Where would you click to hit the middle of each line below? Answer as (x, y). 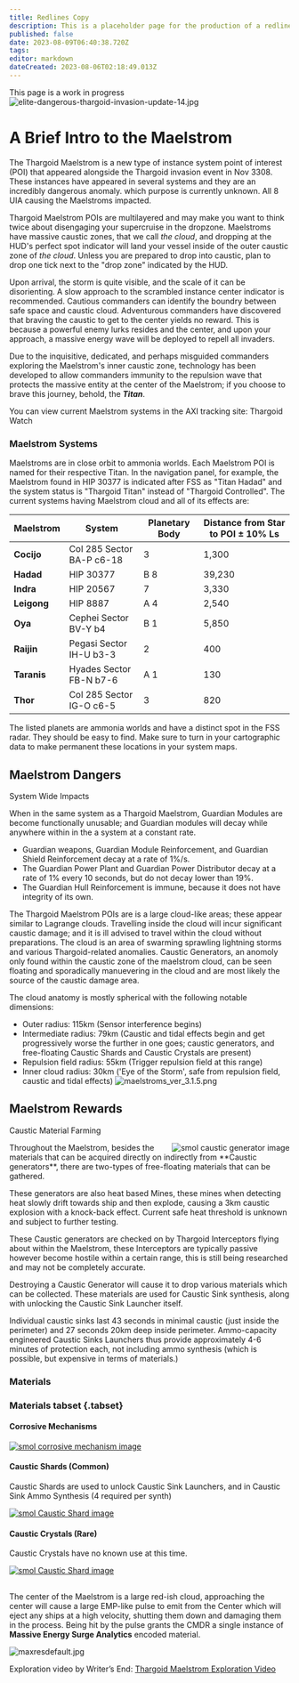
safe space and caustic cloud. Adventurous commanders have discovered (145, 310)
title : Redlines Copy (49, 17)
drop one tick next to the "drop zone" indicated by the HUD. (119, 264)
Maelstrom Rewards (66, 1109)
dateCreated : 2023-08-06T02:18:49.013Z (83, 68)
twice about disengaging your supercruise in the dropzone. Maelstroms (140, 227)
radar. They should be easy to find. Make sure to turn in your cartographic (145, 737)
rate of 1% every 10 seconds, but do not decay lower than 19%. (137, 878)
